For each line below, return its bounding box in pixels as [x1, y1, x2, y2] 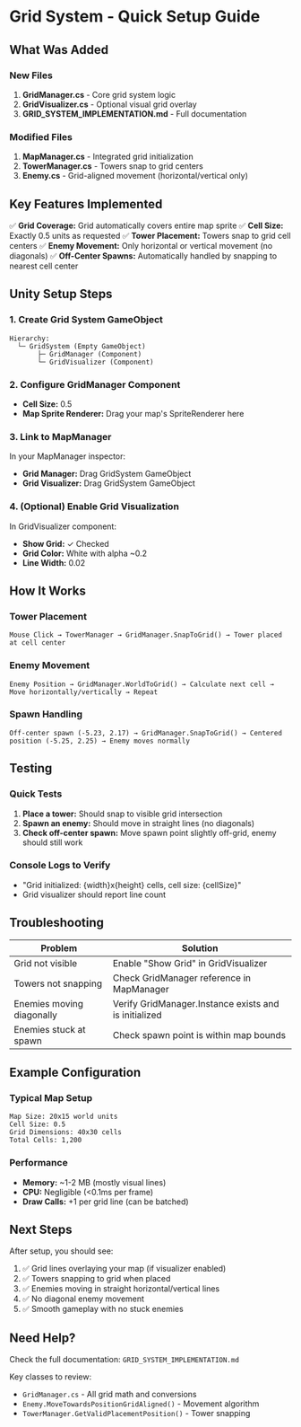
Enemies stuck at [13, 1023, 86, 1035]
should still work [21, 837, 83, 848]
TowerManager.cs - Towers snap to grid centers [21, 161, 203, 172]
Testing [9, 761, 53, 776]
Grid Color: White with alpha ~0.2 [21, 548, 148, 559]
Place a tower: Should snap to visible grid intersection [21, 808, 223, 819]
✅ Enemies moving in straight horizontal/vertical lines [21, 1283, 220, 1294]
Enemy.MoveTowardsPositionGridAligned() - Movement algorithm [21, 1398, 260, 1409]
